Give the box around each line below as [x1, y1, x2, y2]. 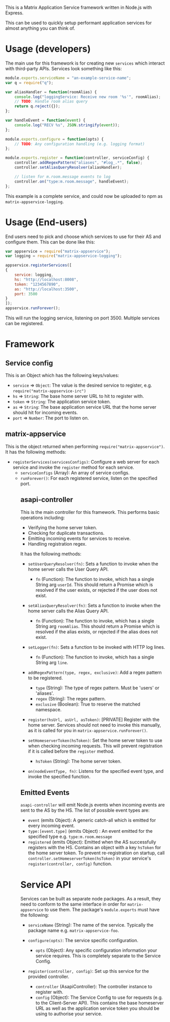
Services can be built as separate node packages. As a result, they [20, 896, 161, 902]
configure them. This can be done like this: [5, 238, 95, 245]
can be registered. [5, 320, 44, 326]
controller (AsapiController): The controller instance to [35, 984, 152, 990]
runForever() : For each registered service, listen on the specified [20, 475, 157, 481]
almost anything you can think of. [5, 25, 76, 31]
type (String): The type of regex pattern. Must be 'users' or [35, 685, 160, 691]
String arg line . [35, 659, 68, 666]
